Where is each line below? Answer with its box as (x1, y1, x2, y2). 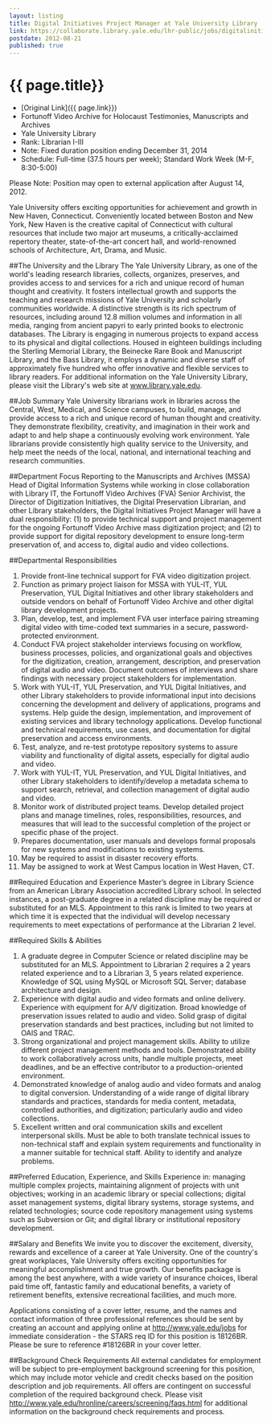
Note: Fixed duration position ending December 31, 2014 (20, 146, 208, 155)
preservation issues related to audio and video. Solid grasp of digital (20, 1011, 248, 1021)
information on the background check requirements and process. (9, 1407, 225, 1417)
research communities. (9, 456, 85, 466)
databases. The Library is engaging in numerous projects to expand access (9, 329, 259, 339)
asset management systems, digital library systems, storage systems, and (9, 1198, 254, 1208)
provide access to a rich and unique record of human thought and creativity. (9, 414, 262, 423)
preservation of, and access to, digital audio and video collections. (9, 540, 229, 549)
